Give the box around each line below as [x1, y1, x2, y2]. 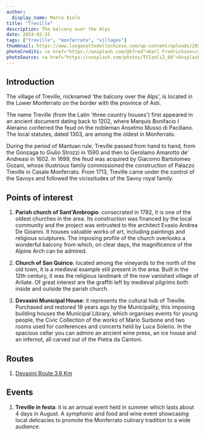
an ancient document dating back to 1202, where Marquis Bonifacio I [6, 118, 179, 125]
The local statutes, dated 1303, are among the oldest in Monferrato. [6, 130, 176, 138]
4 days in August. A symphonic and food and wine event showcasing [15, 409, 189, 417]
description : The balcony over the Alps [6, 26, 111, 32]
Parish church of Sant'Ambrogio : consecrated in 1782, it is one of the [15, 208, 191, 216]
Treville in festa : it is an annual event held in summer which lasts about [15, 403, 194, 411]
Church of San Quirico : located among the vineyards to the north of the [15, 260, 196, 267]
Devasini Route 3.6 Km [15, 370, 73, 377]
